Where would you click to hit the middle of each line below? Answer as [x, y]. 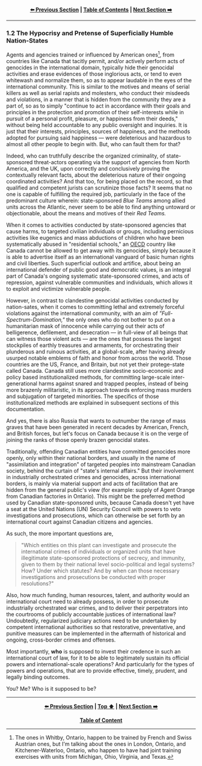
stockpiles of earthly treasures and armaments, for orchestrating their [93, 345]
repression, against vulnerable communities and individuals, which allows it [99, 282]
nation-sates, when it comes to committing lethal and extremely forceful [95, 307]
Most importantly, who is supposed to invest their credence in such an [93, 651]
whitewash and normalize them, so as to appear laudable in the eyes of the [99, 80]
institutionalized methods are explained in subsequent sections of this [93, 402]
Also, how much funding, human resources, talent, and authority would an [98, 595]
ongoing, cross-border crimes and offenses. [61, 640]
